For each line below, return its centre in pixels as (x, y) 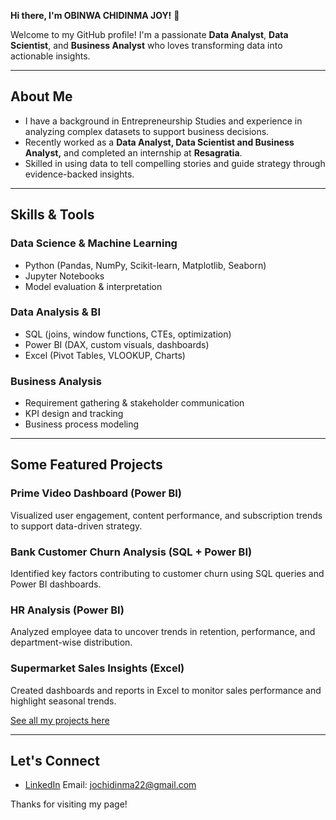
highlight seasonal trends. (63, 701)
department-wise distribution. (71, 642)
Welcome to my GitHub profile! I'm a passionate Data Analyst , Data (149, 34)
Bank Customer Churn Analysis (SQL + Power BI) (131, 552)
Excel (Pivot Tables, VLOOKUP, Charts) (105, 355)
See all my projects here (60, 720)
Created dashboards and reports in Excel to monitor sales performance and (166, 690)
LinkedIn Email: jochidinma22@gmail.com (110, 785)
